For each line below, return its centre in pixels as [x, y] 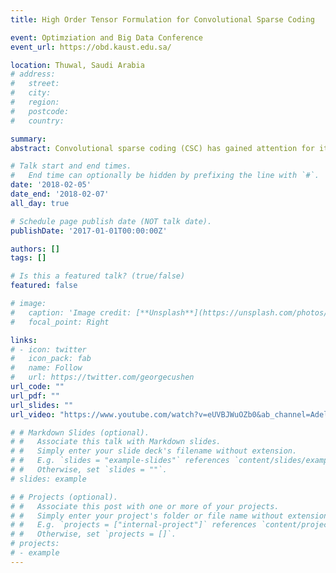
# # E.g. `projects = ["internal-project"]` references [133, 525]
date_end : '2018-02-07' [60, 194]
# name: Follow [46, 368]
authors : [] [35, 249]
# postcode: [40, 111]
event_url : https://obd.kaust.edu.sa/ [91, 47]
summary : [28, 139]
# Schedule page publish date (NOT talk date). [111, 221]
